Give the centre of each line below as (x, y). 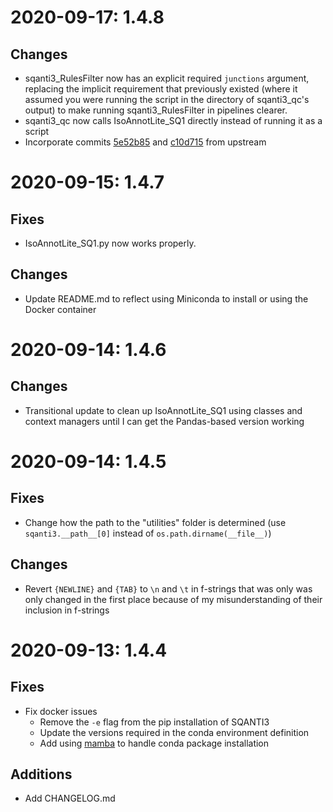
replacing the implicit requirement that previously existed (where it (161, 89)
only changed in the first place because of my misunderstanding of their (173, 599)
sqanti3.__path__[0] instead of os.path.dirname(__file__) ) (148, 533)
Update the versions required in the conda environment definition (174, 732)
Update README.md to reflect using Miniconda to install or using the (166, 298)
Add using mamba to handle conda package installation (154, 743)
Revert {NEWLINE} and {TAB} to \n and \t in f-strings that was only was (168, 588)
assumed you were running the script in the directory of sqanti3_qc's (167, 99)
